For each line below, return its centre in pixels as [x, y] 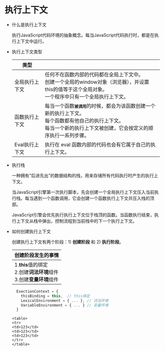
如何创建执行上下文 [31, 231]
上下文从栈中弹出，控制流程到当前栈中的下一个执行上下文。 [77, 221]
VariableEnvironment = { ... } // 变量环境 [65, 305]
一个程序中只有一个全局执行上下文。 [87, 96]
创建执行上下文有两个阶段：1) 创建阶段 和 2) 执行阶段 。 [68, 242]
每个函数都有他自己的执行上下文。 [84, 120]
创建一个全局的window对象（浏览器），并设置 [97, 82]
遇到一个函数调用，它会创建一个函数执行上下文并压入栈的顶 [94, 198]
